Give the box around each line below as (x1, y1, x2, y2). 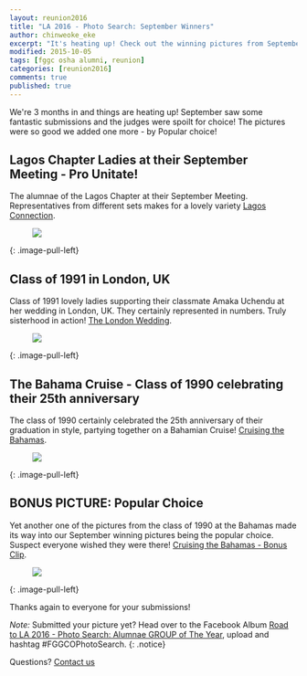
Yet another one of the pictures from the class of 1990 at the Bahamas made (9, 520, 297, 531)
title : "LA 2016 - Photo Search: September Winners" (9, 22, 215, 31)
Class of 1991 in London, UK (9, 271, 171, 287)
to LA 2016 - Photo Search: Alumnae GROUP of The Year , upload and (9, 628, 270, 639)
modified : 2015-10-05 (9, 48, 92, 57)
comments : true (9, 73, 68, 82)
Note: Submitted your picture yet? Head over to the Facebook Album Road (9, 618, 290, 630)
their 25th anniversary (9, 390, 140, 407)
